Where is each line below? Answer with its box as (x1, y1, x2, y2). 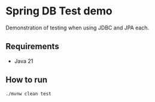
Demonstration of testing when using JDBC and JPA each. (5, 24, 150, 31)
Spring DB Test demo (5, 4, 113, 18)
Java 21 (14, 57, 34, 64)
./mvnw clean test (5, 91, 51, 97)
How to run (5, 75, 48, 85)
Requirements (5, 41, 59, 52)
